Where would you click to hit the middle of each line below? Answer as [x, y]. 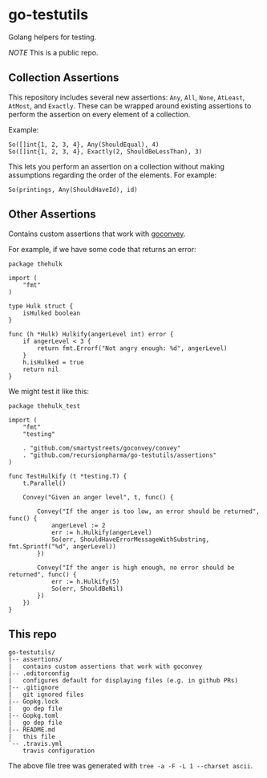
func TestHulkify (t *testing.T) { [68, 476]
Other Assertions [52, 214]
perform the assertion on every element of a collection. [99, 114]
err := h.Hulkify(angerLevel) [101, 532]
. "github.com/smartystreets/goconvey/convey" [102, 448]
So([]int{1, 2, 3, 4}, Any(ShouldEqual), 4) [84, 145]
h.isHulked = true [53, 362]
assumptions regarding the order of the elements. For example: [113, 175]
